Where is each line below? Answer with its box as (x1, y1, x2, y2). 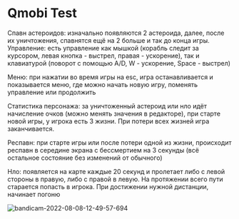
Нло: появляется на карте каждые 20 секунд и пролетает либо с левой (7, 167, 225, 175)
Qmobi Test (7, 5, 77, 21)
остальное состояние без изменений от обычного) (7, 153, 163, 162)
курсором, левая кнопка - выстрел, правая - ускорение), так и (7, 51, 200, 60)
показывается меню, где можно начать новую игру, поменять (7, 80, 198, 88)
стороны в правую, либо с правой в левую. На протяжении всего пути (7, 175, 223, 183)
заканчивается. (7, 124, 55, 133)
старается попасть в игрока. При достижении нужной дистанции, (7, 182, 209, 190)
